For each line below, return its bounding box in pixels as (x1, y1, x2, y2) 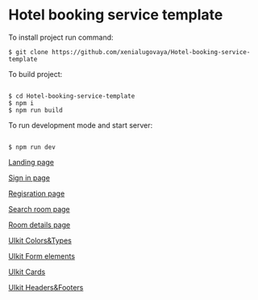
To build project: (8, 69, 63, 78)
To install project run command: (8, 32, 114, 42)
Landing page (8, 157, 55, 167)
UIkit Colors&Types (8, 235, 73, 245)
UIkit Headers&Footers (8, 282, 84, 292)
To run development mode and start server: (8, 120, 153, 130)
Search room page (8, 204, 70, 213)
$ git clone (8, 48, 48, 56)
